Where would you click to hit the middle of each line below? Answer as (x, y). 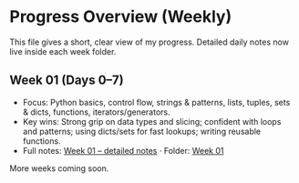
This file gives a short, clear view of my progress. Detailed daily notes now (149, 42)
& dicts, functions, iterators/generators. (96, 112)
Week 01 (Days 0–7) (67, 81)
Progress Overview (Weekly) (121, 17)
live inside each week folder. (63, 51)
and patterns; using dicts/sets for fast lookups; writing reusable (142, 131)
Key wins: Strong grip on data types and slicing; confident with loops (152, 121)
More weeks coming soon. (59, 168)
